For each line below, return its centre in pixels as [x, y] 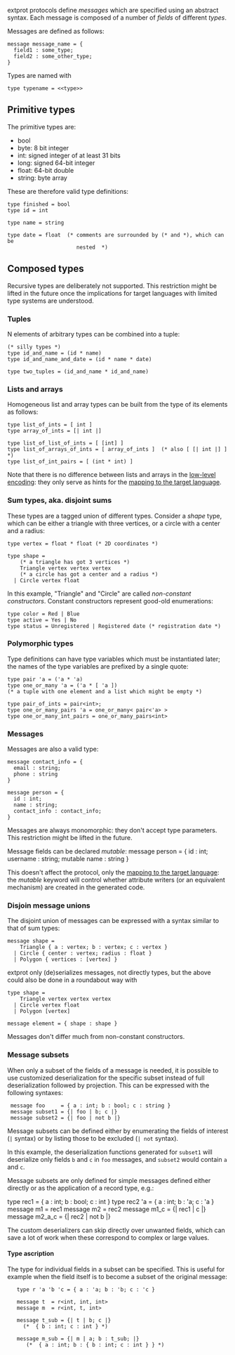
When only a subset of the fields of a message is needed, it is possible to [113, 1070]
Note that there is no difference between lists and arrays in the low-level [112, 475]
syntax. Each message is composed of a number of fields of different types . [117, 18]
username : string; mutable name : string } [68, 859]
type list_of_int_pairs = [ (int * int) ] [70, 462]
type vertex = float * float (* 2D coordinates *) [83, 544]
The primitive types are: [41, 126]
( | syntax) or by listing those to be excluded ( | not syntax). [93, 1138]
